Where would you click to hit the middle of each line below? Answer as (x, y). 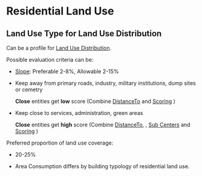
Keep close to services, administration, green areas (79, 113)
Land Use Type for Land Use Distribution (84, 34)
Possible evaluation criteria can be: (50, 60)
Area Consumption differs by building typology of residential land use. (102, 166)
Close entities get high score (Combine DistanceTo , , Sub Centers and (103, 125)
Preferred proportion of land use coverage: (60, 143)
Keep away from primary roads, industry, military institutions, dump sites (105, 83)
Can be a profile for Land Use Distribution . (59, 48)
